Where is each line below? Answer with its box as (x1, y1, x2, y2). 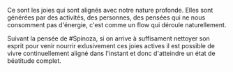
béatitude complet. (7, 57, 61, 65)
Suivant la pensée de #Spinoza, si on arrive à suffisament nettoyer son (7, 34, 211, 43)
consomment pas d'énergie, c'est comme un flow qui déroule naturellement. (7, 21, 227, 29)
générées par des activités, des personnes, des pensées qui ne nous (7, 13, 206, 22)
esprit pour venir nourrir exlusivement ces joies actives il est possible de (7, 42, 215, 50)
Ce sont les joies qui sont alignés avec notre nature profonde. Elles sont (7, 6, 213, 14)
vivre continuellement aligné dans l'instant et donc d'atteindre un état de (7, 49, 216, 57)
